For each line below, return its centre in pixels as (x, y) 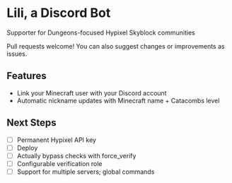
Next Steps (31, 123)
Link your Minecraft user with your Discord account (92, 93)
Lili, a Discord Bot (59, 13)
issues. (17, 54)
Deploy (27, 148)
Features (27, 76)
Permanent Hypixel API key (57, 140)
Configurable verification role (59, 163)
